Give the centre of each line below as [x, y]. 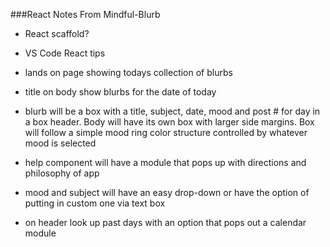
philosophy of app [62, 173]
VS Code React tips [65, 53]
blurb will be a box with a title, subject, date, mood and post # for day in [172, 111]
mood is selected [60, 143]
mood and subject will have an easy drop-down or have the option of [167, 192]
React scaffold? [57, 33]
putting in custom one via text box [95, 203]
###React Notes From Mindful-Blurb [85, 14]
